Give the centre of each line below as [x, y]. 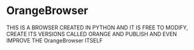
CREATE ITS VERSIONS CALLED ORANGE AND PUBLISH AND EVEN [92, 34]
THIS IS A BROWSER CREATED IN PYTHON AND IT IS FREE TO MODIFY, [97, 27]
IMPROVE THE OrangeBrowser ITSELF [55, 40]
